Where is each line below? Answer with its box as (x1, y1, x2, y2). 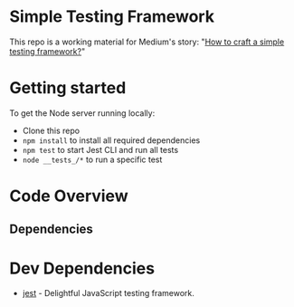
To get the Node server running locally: (9, 107, 156, 119)
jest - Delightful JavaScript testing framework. (22, 288, 194, 299)
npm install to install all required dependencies (22, 134, 201, 146)
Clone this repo (22, 125, 80, 136)
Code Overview (9, 186, 128, 206)
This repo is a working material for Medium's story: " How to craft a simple (9, 36, 285, 47)
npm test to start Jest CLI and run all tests (22, 144, 179, 155)
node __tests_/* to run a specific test (22, 154, 163, 165)
